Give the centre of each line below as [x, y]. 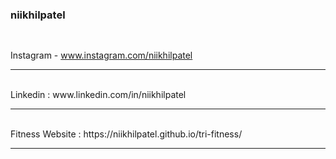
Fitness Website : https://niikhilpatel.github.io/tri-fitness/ [126, 134]
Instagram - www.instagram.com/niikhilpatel [101, 55]
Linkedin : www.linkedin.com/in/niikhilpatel [98, 95]
